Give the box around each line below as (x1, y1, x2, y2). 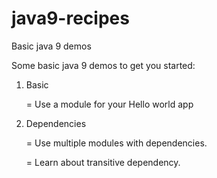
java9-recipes (11, 7, 130, 30)
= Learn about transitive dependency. (25, 156, 181, 168)
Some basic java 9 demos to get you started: (11, 59, 196, 71)
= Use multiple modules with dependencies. (25, 137, 208, 149)
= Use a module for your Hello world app (25, 98, 194, 110)
